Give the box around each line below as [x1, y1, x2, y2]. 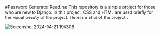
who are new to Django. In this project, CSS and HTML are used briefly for [5, 9, 154, 15]
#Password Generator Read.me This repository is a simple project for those [5, 4, 156, 10]
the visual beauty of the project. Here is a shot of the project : [5, 15, 128, 20]
